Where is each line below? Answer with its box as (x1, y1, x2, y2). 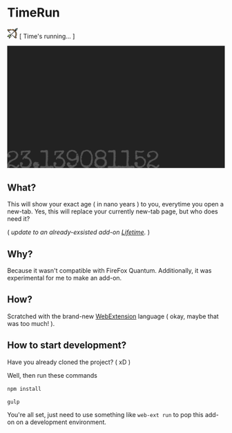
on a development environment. (16, 418, 107, 426)
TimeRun (7, 5, 60, 21)
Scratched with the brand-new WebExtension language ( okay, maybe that (7, 312, 219, 320)
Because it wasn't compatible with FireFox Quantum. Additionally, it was (7, 267, 212, 275)
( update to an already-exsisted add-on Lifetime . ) (7, 228, 151, 236)
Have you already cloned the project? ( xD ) (7, 358, 131, 366)
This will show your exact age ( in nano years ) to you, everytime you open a (7, 200, 224, 209)
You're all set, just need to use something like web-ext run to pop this (7, 410, 204, 418)
